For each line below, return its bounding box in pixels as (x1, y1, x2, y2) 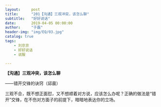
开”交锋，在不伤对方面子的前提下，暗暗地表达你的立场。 (5, 97, 118, 103)
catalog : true (5, 34, 34, 39)
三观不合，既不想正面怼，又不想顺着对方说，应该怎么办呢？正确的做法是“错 (5, 91, 157, 97)
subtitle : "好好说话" (5, 16, 50, 21)
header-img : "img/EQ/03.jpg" (5, 30, 64, 34)
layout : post (5, 7, 40, 12)
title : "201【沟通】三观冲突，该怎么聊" (5, 12, 89, 16)
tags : (5, 39, 16, 44)
